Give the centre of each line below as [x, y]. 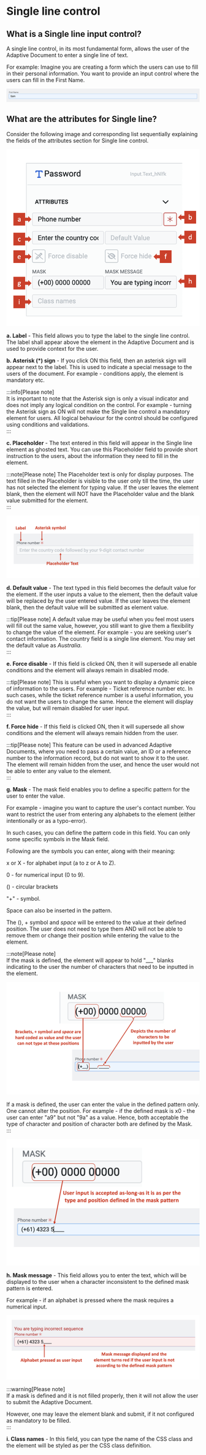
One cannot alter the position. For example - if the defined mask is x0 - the [101, 1110]
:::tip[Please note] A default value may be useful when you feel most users [100, 619]
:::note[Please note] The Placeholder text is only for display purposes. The [100, 474]
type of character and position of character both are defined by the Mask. [100, 1124]
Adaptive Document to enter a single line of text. [67, 55]
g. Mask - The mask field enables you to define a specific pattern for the [98, 789]
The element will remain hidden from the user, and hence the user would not [103, 764]
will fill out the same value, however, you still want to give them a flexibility [100, 625]
